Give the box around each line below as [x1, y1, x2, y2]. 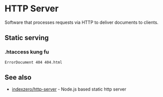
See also [4, 73, 32, 82]
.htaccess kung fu [4, 48, 49, 55]
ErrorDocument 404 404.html [4, 60, 63, 65]
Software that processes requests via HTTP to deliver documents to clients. [4, 19, 159, 25]
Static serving [4, 34, 49, 42]
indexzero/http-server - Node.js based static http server [11, 86, 126, 92]
